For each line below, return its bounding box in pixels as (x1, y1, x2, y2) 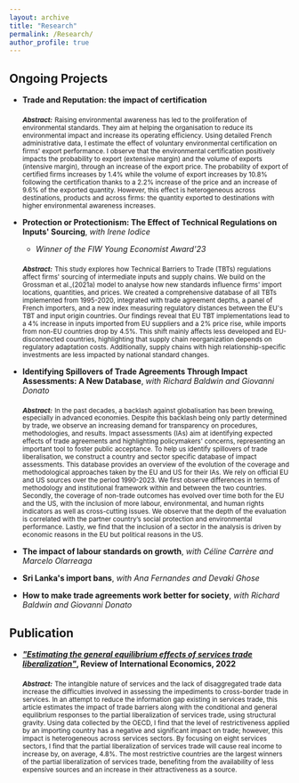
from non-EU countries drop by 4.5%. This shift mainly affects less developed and (21, 327, 273, 336)
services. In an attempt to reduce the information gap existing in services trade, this (21, 696, 279, 705)
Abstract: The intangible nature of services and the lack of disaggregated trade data (21, 680, 282, 689)
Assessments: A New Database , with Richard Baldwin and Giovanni (21, 375, 274, 386)
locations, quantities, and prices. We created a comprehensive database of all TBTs (21, 288, 278, 297)
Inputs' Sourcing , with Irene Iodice (21, 226, 151, 237)
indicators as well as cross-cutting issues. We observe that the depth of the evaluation (21, 507, 287, 517)
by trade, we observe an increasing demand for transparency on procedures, (21, 421, 258, 430)
